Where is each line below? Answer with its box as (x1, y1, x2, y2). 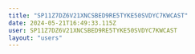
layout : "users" (8, 33, 63, 42)
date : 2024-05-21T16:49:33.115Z (8, 19, 116, 27)
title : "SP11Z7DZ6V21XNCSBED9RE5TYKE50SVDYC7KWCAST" (8, 11, 189, 20)
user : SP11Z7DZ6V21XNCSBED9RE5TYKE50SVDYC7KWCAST (8, 26, 178, 34)
